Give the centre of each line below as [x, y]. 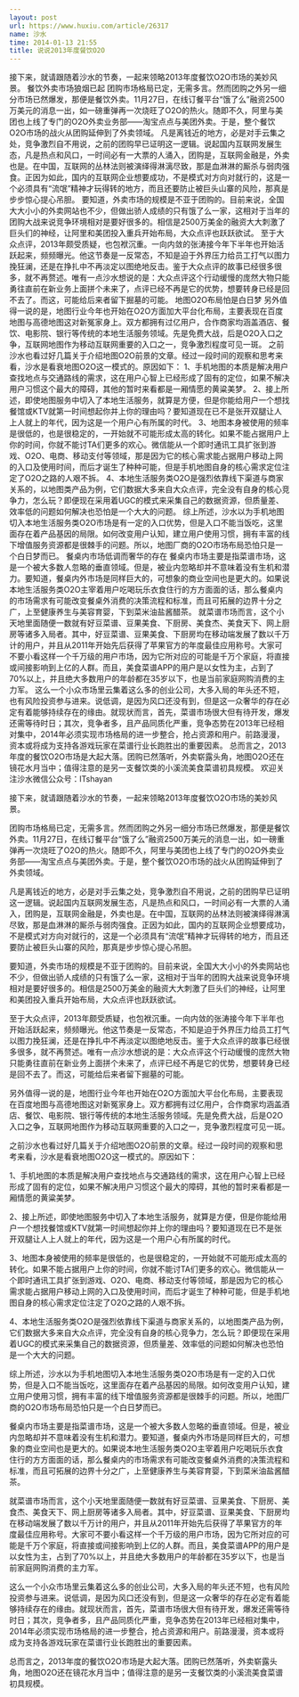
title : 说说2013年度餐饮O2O [57, 51]
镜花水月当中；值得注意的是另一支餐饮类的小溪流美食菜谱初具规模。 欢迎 [143, 768]
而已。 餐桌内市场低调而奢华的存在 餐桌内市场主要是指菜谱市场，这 [163, 556]
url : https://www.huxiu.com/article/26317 [89, 26]
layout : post [33, 17]
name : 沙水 [28, 34]
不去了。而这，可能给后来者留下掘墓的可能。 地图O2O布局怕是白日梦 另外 [145, 300]
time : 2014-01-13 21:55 [53, 42]
